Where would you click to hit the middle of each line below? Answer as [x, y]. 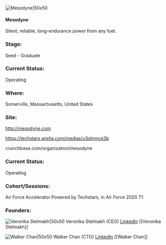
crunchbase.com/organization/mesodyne [49, 148]
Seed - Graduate [23, 55]
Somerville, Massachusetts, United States [49, 104]
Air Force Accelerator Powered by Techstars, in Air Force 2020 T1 [74, 197]
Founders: [18, 210]
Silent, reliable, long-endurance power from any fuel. [61, 31]
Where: [15, 93]
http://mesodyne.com [28, 128]
